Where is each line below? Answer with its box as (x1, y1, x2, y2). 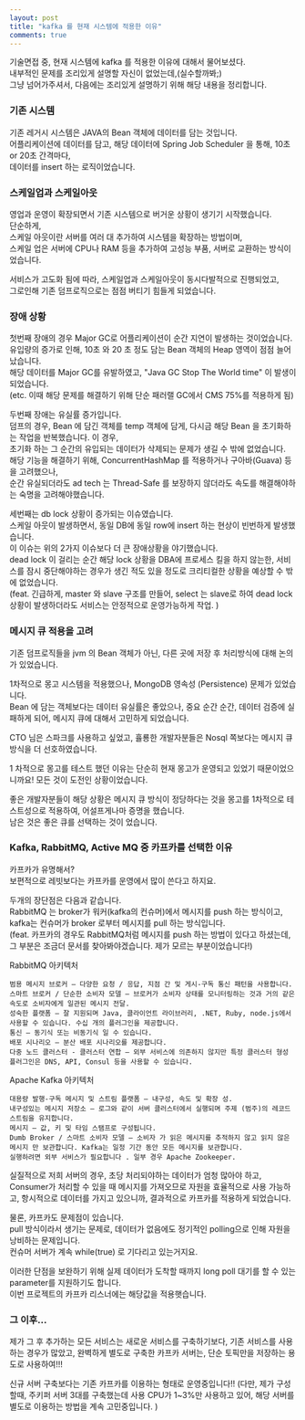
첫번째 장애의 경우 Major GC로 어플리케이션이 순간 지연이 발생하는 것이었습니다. (9, 332, 293, 343)
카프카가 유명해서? (9, 864, 76, 875)
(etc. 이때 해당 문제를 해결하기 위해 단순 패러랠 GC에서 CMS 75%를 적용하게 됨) (9, 390, 294, 401)
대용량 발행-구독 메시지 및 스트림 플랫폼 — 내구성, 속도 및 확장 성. (9, 1094, 233, 1103)
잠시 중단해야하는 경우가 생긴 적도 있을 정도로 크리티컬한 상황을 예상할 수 (25, 565, 284, 576)
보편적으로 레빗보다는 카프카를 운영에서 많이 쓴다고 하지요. (9, 875, 217, 886)
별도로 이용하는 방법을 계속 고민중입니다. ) (9, 1401, 158, 1412)
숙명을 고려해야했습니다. (18, 489, 105, 500)
